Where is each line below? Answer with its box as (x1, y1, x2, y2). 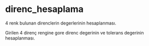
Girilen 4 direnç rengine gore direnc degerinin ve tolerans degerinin (5, 29, 144, 35)
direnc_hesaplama (5, 3, 84, 15)
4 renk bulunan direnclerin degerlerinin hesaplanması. (5, 20, 116, 26)
